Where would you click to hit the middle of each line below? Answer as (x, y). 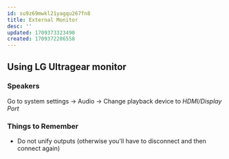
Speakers (23, 86)
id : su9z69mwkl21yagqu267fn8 (49, 13)
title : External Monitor (43, 20)
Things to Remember (43, 126)
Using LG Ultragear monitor (67, 67)
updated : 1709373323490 (41, 33)
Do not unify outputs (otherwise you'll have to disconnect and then (111, 141)
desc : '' (20, 26)
